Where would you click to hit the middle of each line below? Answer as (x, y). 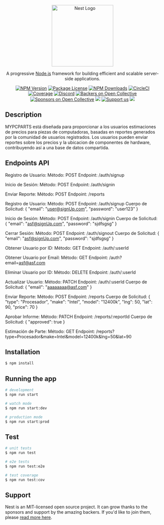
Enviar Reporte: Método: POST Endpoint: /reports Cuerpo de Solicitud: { (78, 296)
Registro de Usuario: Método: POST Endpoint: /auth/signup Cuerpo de (76, 203)
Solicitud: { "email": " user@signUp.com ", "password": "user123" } (72, 209)
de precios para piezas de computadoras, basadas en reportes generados (80, 132)
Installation (23, 352)
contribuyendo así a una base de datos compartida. (57, 147)
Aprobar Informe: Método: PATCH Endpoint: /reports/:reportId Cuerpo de (79, 316)
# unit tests (18, 448)
